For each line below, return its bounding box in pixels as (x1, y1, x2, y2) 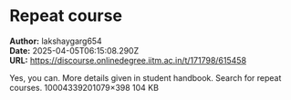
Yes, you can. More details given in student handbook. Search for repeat (9, 72, 282, 83)
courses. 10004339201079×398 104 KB (9, 82, 160, 93)
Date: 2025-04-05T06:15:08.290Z (9, 45, 140, 55)
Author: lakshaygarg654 (9, 35, 102, 46)
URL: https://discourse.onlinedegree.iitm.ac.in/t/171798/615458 (9, 55, 247, 65)
